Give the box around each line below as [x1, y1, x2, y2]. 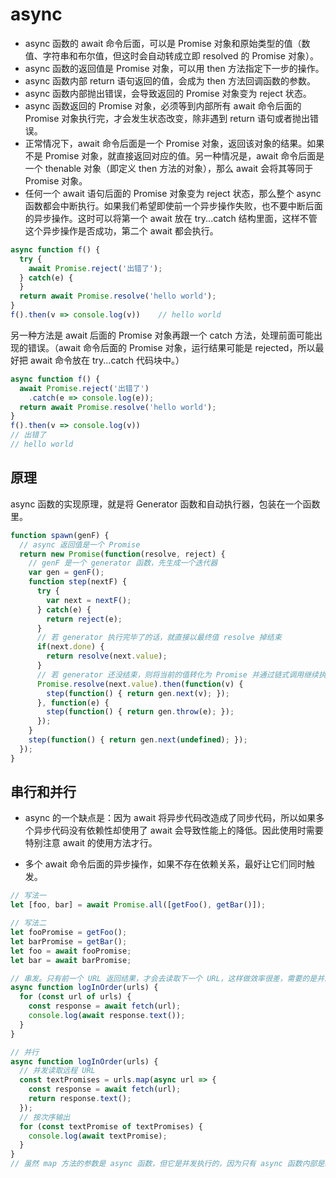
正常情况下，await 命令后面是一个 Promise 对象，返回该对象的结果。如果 [24, 137, 325, 149]
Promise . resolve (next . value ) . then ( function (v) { [36, 679, 244, 689]
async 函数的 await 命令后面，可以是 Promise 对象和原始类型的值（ [24, 37, 302, 49]
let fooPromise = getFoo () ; [10, 928, 128, 938]
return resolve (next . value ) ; [46, 651, 168, 662]
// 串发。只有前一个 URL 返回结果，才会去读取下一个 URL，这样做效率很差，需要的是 [10, 973, 318, 983]
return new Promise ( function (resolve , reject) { [19, 549, 226, 559]
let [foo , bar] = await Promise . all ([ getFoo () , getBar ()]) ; [10, 900, 267, 910]
